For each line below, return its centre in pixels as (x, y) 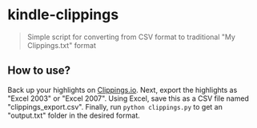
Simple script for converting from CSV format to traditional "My (131, 37)
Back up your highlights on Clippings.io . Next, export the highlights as (122, 90)
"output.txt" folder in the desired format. (74, 115)
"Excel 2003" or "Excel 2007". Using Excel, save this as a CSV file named (128, 98)
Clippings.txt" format (62, 45)
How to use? (39, 71)
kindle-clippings (63, 15)
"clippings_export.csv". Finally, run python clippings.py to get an (115, 106)
